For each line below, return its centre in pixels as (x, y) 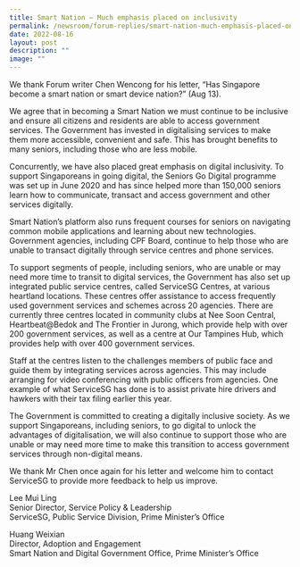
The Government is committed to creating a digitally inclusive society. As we (150, 416)
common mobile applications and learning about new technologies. (133, 231)
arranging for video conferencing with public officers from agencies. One (144, 379)
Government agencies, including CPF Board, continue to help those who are (149, 241)
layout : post (33, 42)
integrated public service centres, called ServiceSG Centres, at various (140, 286)
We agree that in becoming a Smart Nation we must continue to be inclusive (149, 111)
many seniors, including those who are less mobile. (104, 149)
